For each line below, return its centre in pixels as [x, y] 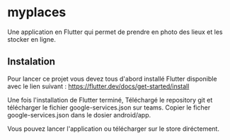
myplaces [37, 12]
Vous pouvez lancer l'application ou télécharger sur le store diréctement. [113, 129]
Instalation [31, 62]
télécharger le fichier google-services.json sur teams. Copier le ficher [109, 107]
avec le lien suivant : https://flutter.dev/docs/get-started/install [98, 86]
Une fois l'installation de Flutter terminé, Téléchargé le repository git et [110, 100]
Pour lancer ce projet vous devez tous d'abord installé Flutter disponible [112, 78]
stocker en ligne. [32, 39]
